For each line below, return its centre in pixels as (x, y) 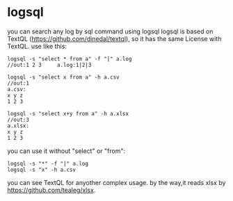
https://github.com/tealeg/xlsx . (51, 190)
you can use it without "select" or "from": (66, 151)
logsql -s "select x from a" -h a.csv (63, 77)
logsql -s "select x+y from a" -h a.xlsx (68, 113)
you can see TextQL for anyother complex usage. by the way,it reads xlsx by (116, 182)
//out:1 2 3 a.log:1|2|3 (49, 65)
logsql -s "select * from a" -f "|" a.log (70, 59)
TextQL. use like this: (37, 46)
